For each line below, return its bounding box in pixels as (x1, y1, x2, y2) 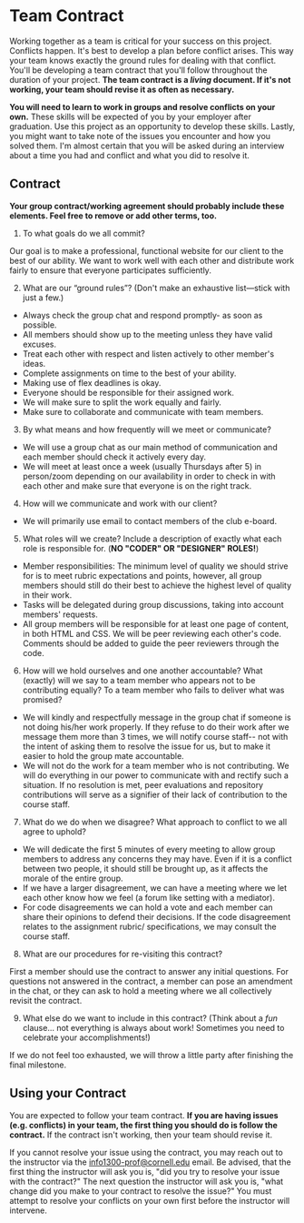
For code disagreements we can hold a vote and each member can (22, 902, 274, 913)
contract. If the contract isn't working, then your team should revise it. (9, 1129, 273, 1140)
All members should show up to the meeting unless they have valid (22, 328, 273, 339)
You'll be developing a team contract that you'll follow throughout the (9, 65, 268, 76)
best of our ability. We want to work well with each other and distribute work (9, 255, 295, 266)
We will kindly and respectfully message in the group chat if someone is (22, 712, 292, 723)
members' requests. (22, 609, 98, 620)
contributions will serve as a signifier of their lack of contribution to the (22, 789, 288, 800)
